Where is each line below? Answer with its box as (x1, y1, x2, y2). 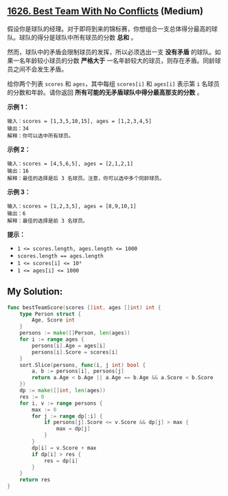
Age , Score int (32, 317, 76, 324)
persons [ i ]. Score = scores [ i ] (32, 348, 118, 356)
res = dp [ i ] (43, 457, 78, 464)
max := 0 (32, 406, 57, 413)
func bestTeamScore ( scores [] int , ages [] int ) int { (7, 304, 161, 311)
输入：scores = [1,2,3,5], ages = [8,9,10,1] (7, 203, 137, 210)
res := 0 (19, 393, 45, 401)
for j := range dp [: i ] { (32, 412, 103, 420)
